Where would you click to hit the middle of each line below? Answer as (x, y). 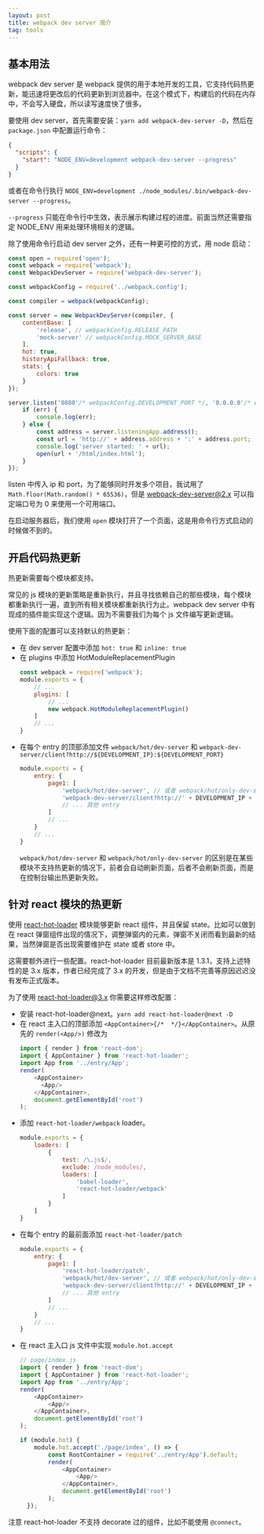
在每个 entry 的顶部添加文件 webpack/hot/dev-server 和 (108, 747)
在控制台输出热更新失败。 (61, 877)
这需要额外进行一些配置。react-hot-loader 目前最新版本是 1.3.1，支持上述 (126, 961)
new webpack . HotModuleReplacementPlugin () (119, 709)
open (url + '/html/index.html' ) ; (91, 454)
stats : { (37, 367)
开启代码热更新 (44, 557)
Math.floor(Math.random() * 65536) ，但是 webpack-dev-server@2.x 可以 (128, 494)
